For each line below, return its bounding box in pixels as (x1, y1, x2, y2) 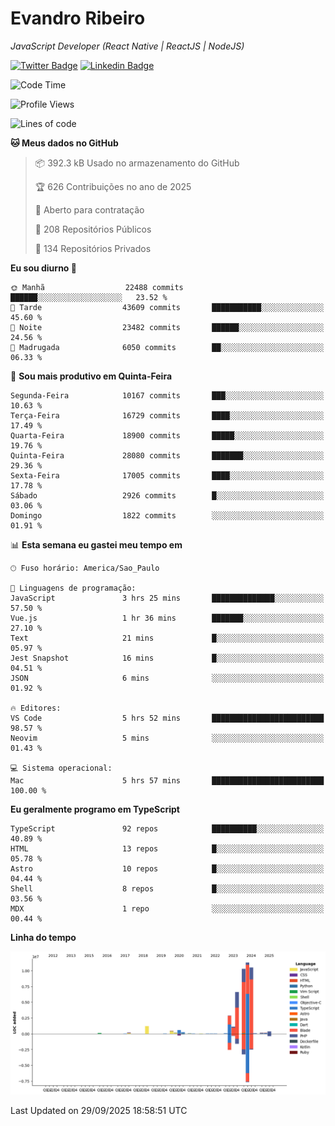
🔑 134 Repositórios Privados (34, 242, 152, 254)
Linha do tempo (10, 931, 77, 943)
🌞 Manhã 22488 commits (10, 282, 184, 292)
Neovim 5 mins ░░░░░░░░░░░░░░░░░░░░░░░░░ (10, 733, 325, 743)
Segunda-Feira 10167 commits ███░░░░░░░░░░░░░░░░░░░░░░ (10, 390, 325, 401)
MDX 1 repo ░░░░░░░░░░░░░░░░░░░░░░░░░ (10, 903, 325, 914)
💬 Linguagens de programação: (10, 583, 137, 593)
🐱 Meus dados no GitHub (10, 137, 119, 149)
